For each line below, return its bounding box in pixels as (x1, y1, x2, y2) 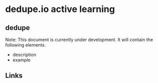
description (12, 51, 36, 57)
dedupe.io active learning (5, 3, 115, 15)
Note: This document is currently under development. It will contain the (5, 36, 153, 42)
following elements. (5, 42, 46, 48)
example (12, 57, 31, 63)
